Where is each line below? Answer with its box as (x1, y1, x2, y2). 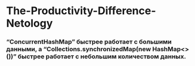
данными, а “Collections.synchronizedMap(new (6, 45, 151, 54)
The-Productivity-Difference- (6, 4, 156, 18)
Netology (6, 16, 53, 30)
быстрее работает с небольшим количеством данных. (17, 52, 187, 61)
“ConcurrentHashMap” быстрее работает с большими (6, 38, 172, 46)
